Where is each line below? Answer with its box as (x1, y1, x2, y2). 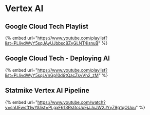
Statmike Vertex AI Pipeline (5, 86, 90, 95)
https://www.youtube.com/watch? (37, 99, 106, 105)
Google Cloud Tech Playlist (5, 22, 89, 31)
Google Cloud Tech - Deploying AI (5, 54, 110, 63)
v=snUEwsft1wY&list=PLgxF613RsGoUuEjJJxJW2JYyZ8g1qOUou (5, 104, 136, 110)
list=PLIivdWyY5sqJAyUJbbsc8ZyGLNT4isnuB (5, 40, 99, 46)
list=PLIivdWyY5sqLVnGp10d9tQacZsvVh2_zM (5, 72, 99, 78)
